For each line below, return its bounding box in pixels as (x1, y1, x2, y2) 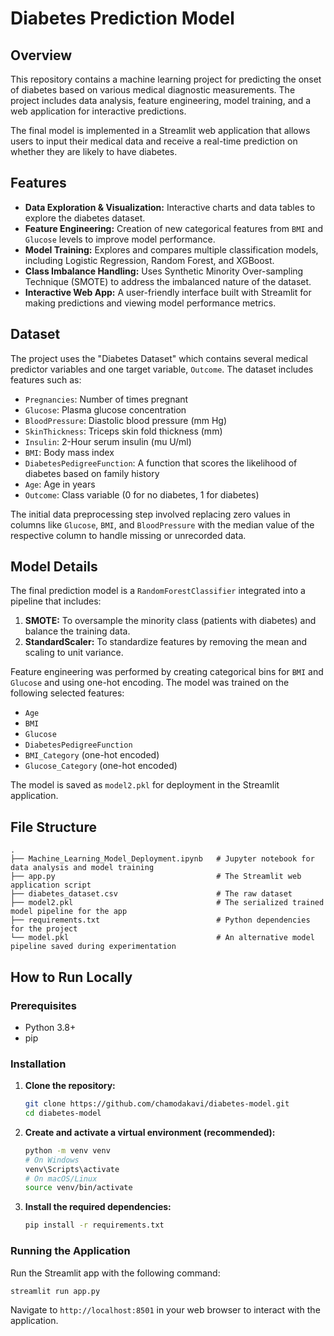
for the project (10, 924, 78, 934)
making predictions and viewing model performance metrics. (24, 297, 277, 309)
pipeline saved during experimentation (10, 942, 177, 952)
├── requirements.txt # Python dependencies (10, 915, 311, 926)
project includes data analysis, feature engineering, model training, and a (10, 95, 312, 106)
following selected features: (10, 687, 125, 699)
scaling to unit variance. (24, 647, 124, 659)
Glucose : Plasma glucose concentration (24, 403, 187, 416)
